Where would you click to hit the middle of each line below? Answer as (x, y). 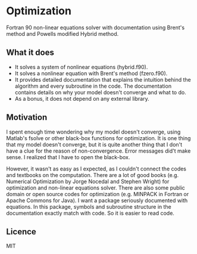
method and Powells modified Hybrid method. (62, 33)
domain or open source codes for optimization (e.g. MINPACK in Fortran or (98, 194)
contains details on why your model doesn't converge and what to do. (100, 92)
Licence (21, 232)
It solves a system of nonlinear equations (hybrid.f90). (81, 67)
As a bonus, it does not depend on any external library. (82, 98)
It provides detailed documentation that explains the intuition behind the (103, 79)
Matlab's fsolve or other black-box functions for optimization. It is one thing (98, 138)
